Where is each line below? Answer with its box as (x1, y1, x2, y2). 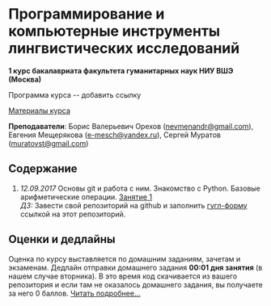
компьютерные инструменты (8, 22, 221, 40)
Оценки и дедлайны (8, 233, 116, 246)
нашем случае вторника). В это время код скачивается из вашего (8, 271, 238, 281)
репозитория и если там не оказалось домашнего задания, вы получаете (8, 279, 263, 289)
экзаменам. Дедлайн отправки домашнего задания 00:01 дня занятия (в (8, 262, 263, 272)
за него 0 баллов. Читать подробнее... (8, 288, 141, 298)
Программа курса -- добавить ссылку (8, 90, 142, 99)
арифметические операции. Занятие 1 (19, 191, 152, 202)
